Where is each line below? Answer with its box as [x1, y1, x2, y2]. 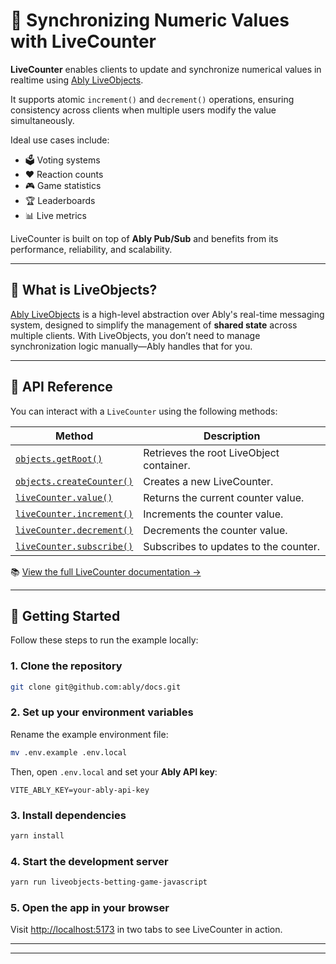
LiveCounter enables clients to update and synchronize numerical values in [10, 63, 322, 75]
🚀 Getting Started [10, 607, 121, 624]
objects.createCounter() [15, 475, 134, 487]
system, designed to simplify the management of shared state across [10, 319, 298, 331]
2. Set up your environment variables [10, 705, 194, 719]
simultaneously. [10, 114, 75, 126]
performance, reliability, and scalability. [10, 243, 173, 255]
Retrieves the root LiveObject [143, 445, 280, 459]
